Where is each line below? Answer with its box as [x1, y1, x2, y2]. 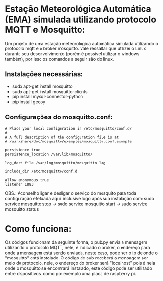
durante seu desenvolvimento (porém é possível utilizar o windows [5, 50, 140, 57]
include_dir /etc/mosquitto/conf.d [5, 169, 78, 174]
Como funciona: [5, 223, 72, 234]
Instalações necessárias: [5, 70, 83, 79]
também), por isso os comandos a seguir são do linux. [5, 56, 114, 62]
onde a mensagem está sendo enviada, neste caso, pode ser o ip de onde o [5, 250, 158, 256]
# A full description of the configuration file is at [5, 135, 119, 140]
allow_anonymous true [5, 177, 49, 182]
